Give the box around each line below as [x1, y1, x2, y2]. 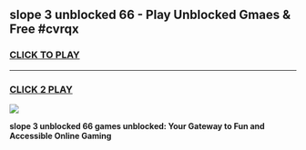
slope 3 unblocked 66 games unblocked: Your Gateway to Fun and [9, 120, 266, 131]
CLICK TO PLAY [9, 49, 80, 62]
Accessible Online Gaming [9, 130, 112, 141]
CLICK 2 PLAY [9, 83, 73, 95]
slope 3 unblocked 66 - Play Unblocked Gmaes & [9, 7, 291, 23]
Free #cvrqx [9, 22, 79, 37]
